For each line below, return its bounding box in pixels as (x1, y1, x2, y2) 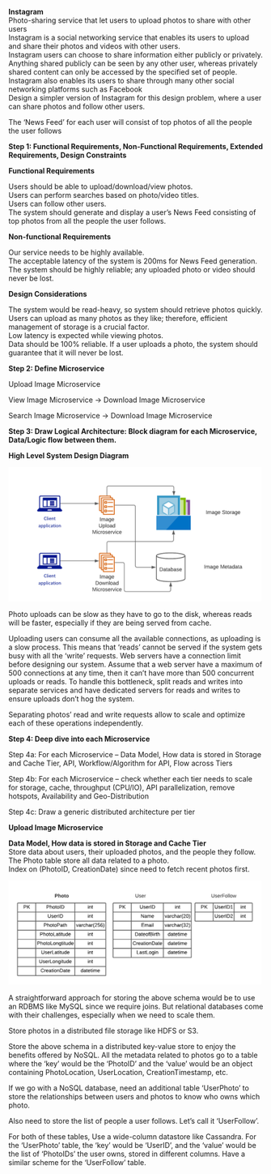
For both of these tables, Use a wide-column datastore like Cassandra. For (8, 1132, 256, 1142)
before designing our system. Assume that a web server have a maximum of (8, 659, 263, 669)
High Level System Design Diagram (8, 451, 129, 461)
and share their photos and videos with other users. (8, 41, 180, 51)
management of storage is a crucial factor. (8, 322, 150, 332)
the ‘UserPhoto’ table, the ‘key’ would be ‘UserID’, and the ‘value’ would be (8, 1141, 256, 1150)
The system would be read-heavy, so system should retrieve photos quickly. (8, 305, 263, 315)
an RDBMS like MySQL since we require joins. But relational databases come (8, 1001, 264, 1012)
